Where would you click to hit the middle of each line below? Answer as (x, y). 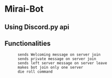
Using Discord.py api (37, 27)
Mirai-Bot (24, 9)
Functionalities (28, 43)
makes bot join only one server (50, 68)
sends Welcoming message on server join (59, 55)
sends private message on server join (57, 59)
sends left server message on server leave (62, 63)
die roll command (35, 72)
